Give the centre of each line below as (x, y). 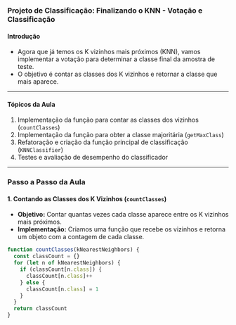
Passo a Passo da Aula (46, 182)
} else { (33, 282)
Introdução (24, 36)
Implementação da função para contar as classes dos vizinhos (108, 120)
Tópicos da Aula (31, 104)
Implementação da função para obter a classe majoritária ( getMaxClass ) (121, 135)
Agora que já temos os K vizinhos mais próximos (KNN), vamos (109, 52)
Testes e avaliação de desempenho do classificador (93, 158)
